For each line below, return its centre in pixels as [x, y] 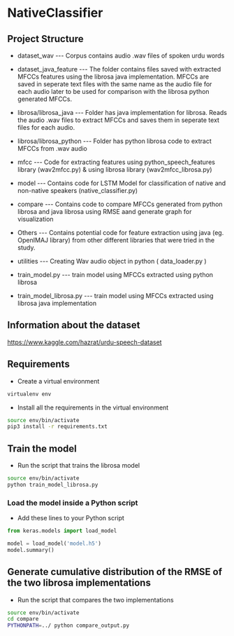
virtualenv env [29, 394]
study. [26, 248]
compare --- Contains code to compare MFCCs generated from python [120, 204]
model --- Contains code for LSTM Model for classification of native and [122, 183]
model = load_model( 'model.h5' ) [54, 543]
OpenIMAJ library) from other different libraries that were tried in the [116, 240]
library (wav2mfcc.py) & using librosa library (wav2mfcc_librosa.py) [115, 169]
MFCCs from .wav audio [52, 148]
